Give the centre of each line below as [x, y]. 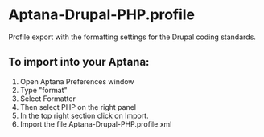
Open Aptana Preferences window [77, 81]
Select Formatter [48, 99]
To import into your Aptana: [79, 62]
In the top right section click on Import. [84, 115]
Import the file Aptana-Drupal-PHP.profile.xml [96, 124]
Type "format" [43, 90]
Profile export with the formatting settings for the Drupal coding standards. [132, 37]
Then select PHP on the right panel [78, 107]
